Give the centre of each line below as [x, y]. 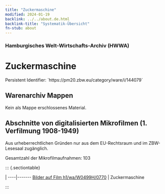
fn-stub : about [21, 28]
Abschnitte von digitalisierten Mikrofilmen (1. [76, 123]
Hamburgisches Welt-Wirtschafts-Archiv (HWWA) [67, 46]
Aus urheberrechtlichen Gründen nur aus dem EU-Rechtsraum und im [76, 143]
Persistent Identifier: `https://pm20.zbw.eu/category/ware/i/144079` [74, 80]
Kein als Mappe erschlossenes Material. [46, 107]
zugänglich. [36, 148]
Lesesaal [14, 148]
